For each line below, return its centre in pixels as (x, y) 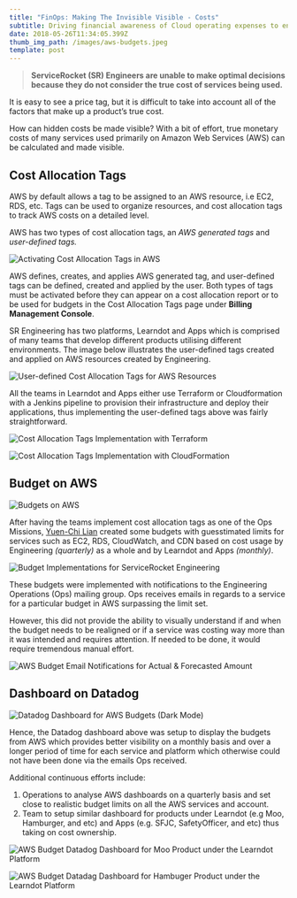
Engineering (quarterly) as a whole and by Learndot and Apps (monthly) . (141, 550)
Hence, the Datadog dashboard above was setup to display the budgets (140, 732)
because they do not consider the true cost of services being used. (156, 85)
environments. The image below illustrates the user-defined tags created (142, 349)
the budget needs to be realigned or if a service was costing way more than (147, 630)
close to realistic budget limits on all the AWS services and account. (145, 804)
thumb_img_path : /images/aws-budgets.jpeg (88, 42)
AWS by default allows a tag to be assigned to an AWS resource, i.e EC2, (141, 196)
